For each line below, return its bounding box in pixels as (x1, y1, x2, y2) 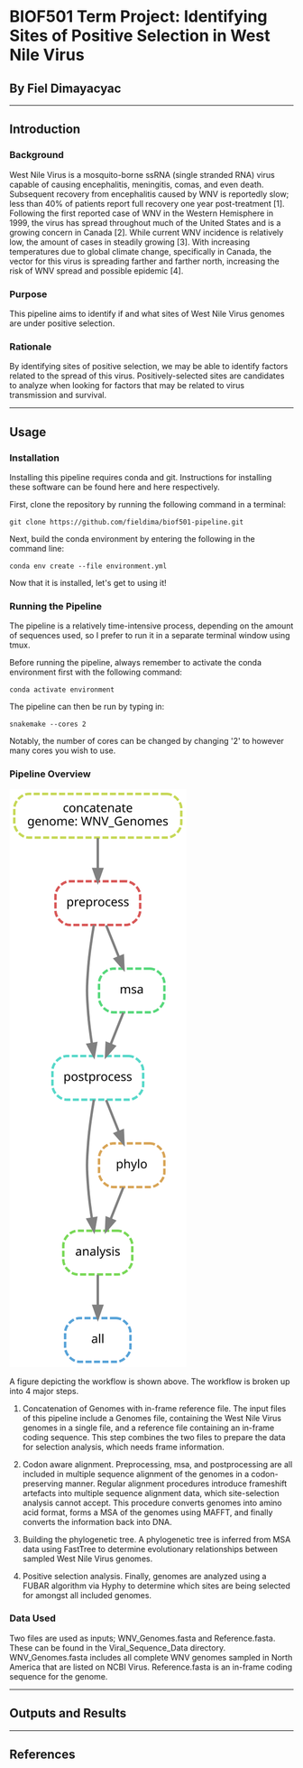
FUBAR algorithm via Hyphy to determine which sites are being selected (22, 1580, 291, 1591)
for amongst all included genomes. (22, 1589, 151, 1600)
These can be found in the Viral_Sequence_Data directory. (9, 1642, 226, 1653)
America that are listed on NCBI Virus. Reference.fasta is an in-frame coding (9, 1661, 293, 1672)
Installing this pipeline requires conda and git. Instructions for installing (9, 471, 272, 482)
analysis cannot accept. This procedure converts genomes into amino (22, 1497, 282, 1508)
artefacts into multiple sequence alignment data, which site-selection (22, 1487, 280, 1498)
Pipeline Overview (9, 768, 92, 780)
